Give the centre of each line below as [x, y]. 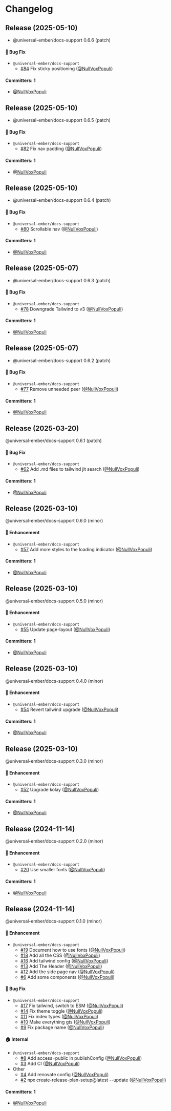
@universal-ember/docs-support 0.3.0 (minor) [54, 761]
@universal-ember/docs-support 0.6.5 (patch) [62, 120]
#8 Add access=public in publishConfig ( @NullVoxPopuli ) [81, 1058]
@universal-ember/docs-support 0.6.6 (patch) [62, 40]
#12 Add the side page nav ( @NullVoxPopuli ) [68, 972]
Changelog [29, 9]
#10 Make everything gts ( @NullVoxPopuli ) [66, 1022]
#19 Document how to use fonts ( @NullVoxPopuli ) [73, 950]
